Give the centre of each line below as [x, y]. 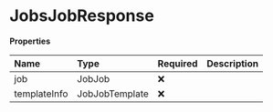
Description [232, 63]
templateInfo [41, 94]
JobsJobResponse [82, 16]
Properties [30, 41]
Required [178, 63]
